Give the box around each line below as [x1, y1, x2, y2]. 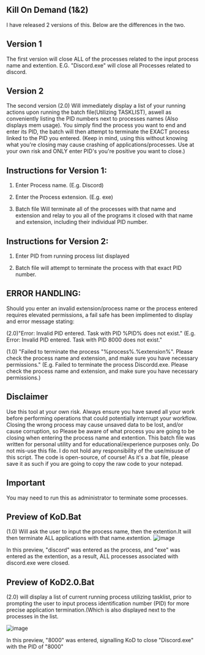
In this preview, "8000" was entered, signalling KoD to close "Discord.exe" [6, 637, 194, 644]
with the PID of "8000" [6, 643, 64, 651]
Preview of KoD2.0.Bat [6, 577, 95, 587]
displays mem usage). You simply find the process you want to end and [6, 122, 187, 129]
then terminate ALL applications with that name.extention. [6, 534, 152, 542]
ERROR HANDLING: [6, 288, 81, 299]
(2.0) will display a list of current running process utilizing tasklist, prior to [6, 593, 192, 601]
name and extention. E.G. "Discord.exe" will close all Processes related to [6, 61, 192, 69]
